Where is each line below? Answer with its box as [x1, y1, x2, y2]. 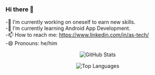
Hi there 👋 [5, 5, 35, 13]
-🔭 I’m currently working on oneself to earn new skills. [5, 19, 136, 26]
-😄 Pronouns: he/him [5, 40, 58, 47]
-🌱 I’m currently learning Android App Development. [5, 25, 131, 32]
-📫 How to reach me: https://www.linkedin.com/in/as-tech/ [5, 32, 149, 39]
